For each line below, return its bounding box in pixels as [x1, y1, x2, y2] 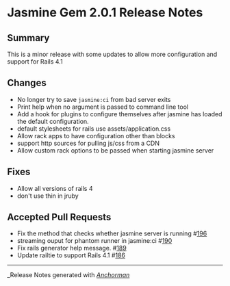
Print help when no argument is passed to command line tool [16, 103, 189, 111]
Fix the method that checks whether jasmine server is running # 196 [16, 229, 207, 237]
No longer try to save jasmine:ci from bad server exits [16, 95, 171, 103]
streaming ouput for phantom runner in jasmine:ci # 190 [16, 237, 172, 245]
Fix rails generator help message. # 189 [16, 244, 127, 252]
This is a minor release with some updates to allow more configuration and [7, 50, 218, 58]
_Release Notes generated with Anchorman [7, 271, 130, 279]
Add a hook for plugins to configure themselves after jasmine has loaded [16, 109, 222, 118]
